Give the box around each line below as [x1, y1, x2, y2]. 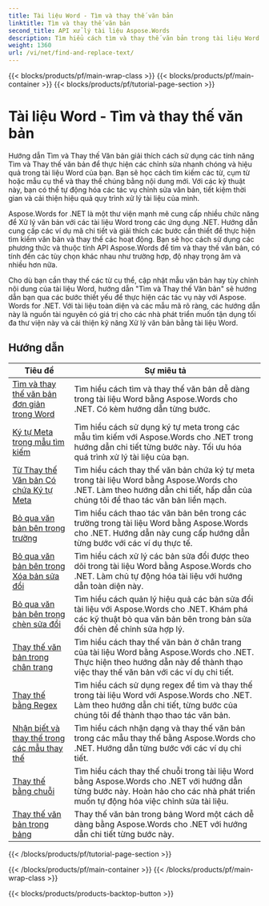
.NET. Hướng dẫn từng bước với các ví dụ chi [74, 742, 242, 753]
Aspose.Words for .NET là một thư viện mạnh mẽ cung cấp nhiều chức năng [8, 209, 259, 218]
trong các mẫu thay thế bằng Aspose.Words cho [74, 732, 256, 744]
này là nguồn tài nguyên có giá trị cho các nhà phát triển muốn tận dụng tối [8, 309, 256, 319]
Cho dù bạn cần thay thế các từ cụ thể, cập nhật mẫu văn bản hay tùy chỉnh [8, 275, 259, 285]
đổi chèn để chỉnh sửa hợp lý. [74, 623, 185, 635]
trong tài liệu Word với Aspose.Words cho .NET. [74, 689, 252, 700]
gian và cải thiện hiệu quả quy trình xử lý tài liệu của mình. [8, 193, 200, 202]
